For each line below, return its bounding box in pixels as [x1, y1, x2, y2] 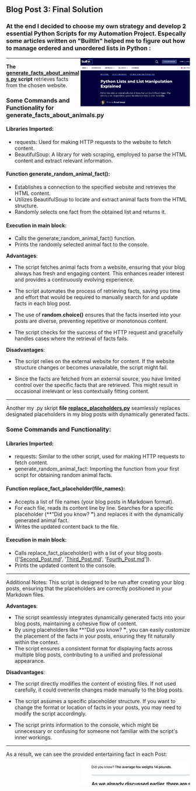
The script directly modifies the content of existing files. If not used [14, 680, 176, 687]
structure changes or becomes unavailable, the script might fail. [14, 364, 168, 371]
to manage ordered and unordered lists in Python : [6, 44, 152, 52]
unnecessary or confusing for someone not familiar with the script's [14, 727, 178, 734]
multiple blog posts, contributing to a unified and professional [14, 651, 163, 658]
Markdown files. [6, 591, 45, 598]
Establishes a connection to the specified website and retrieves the [14, 184, 176, 191]
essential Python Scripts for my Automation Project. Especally [6, 29, 187, 37]
